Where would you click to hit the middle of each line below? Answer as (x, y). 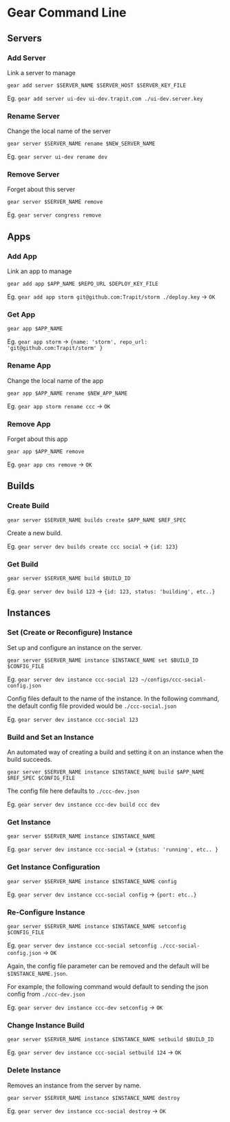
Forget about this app (38, 439)
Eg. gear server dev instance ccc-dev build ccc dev (84, 805)
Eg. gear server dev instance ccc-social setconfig (82, 945)
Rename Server (33, 116)
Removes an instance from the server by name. (74, 1085)
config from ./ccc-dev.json (46, 994)
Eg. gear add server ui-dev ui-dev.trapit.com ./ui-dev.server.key (105, 98)
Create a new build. (35, 533)
